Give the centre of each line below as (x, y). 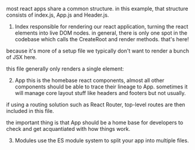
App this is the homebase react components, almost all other (89, 80)
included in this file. (30, 111)
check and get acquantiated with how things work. (68, 129)
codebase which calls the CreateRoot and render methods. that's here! (102, 39)
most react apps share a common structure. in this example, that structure (97, 9)
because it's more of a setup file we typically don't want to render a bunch (98, 51)
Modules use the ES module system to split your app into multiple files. (102, 140)
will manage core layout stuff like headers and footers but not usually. (100, 93)
